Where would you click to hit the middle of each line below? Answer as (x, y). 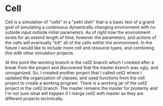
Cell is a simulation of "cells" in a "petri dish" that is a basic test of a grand (80, 22)
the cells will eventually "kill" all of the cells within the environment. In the (79, 42)
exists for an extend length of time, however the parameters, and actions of (81, 37)
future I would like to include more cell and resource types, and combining (80, 48)
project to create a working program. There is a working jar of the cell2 (76, 83)
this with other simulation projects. (40, 53)
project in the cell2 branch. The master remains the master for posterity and (81, 88)
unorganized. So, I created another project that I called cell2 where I (73, 72)
